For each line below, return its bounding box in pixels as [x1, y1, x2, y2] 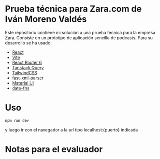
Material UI [12, 80, 34, 86]
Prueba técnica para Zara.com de [5, 3, 142, 14]
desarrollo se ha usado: [5, 40, 52, 45]
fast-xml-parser [12, 75, 44, 81]
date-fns [12, 85, 30, 91]
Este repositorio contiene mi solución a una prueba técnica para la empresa [5, 29, 156, 35]
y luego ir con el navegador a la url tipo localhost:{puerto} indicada [5, 127, 138, 132]
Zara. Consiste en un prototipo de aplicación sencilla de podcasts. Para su [5, 35, 153, 41]
